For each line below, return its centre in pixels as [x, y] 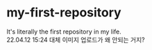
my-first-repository [64, 13]
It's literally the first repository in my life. [64, 32]
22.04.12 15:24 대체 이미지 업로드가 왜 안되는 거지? [76, 40]
